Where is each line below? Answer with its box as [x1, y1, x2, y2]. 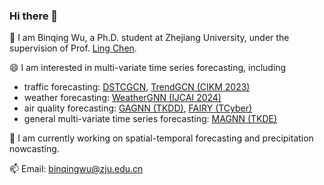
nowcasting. [9, 143, 60, 155]
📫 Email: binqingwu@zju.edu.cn [9, 163, 144, 175]
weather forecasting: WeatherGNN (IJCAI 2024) [23, 92, 222, 104]
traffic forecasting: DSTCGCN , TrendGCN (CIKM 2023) [23, 81, 251, 93]
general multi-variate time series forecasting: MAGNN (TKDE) [23, 113, 278, 125]
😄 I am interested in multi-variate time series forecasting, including [9, 62, 287, 74]
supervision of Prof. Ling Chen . [9, 42, 137, 54]
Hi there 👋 [9, 9, 59, 23]
